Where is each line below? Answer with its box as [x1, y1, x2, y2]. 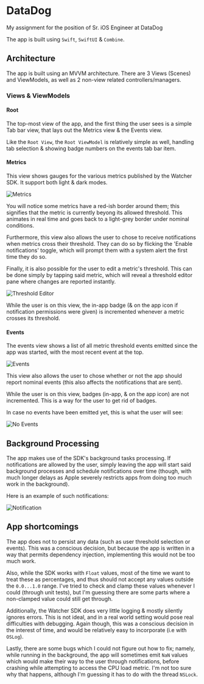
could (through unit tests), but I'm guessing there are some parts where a [6, 588, 190, 596]
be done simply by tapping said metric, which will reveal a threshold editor [6, 272, 193, 279]
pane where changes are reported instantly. [6, 278, 116, 286]
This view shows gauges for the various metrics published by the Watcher [6, 172, 192, 180]
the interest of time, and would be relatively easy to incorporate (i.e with [6, 626, 187, 633]
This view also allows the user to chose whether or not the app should [6, 372, 183, 380]
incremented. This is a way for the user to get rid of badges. [6, 397, 157, 405]
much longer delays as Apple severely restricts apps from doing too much [6, 474, 192, 481]
